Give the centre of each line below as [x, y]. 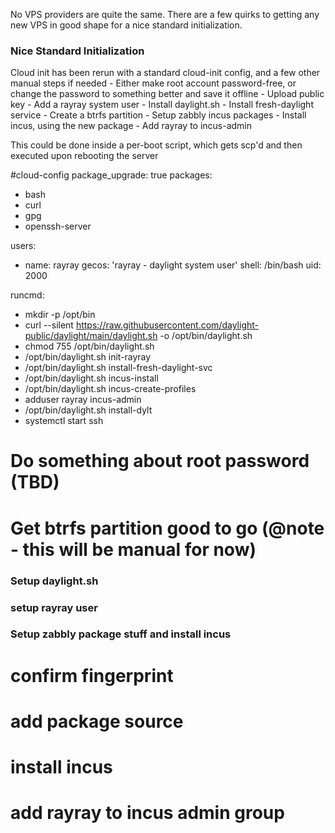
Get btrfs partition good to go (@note [167, 528]
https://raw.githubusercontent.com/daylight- [167, 325]
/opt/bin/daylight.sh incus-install [91, 378]
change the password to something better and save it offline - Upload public [167, 94]
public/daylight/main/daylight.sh [91, 336]
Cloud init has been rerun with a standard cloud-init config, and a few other [165, 73]
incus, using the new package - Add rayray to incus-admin [131, 126]
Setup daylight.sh [54, 581]
